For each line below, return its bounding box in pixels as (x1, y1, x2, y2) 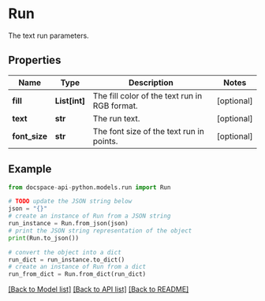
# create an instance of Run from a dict (8, 263, 147, 271)
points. (92, 136, 118, 147)
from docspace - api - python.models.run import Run (8, 183, 171, 191)
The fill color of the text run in (92, 90, 203, 101)
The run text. (92, 113, 140, 124)
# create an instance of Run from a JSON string (8, 212, 171, 221)
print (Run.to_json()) (8, 234, 80, 242)
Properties (8, 54, 62, 67)
